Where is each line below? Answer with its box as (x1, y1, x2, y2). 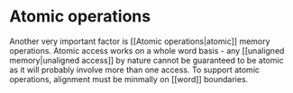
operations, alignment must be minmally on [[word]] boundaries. (9, 73, 249, 84)
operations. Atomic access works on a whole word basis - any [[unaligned (9, 45, 285, 55)
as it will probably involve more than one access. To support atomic (9, 64, 260, 75)
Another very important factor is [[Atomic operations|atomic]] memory (9, 36, 270, 46)
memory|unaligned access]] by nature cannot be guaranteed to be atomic (9, 55, 284, 65)
